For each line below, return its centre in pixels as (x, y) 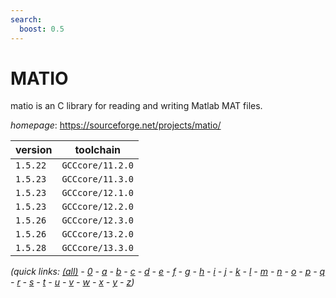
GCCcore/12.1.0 (97, 193)
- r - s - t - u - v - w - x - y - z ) (72, 282)
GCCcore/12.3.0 (97, 220)
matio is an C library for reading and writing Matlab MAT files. (136, 106)
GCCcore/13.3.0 (97, 248)
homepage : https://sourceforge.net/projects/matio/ (116, 125)
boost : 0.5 (42, 29)
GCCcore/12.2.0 (97, 207)
